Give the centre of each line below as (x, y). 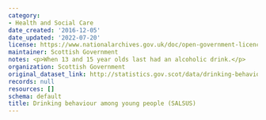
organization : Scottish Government (67, 67)
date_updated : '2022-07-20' (55, 37)
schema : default (35, 96)
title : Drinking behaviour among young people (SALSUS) (102, 103)
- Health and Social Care (51, 23)
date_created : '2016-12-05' (55, 30)
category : (25, 15)
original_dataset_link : (47, 74)
